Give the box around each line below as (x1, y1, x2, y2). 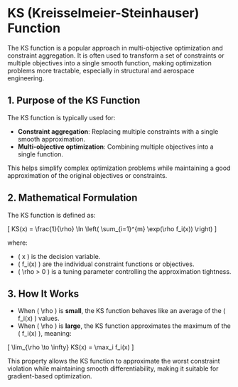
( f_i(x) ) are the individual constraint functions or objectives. (17, 260, 195, 268)
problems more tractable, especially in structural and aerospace (7, 66, 195, 75)
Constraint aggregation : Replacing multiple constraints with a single (17, 127, 219, 136)
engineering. (7, 73, 45, 83)
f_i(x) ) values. (17, 314, 60, 323)
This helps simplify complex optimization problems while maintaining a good (7, 164, 231, 172)
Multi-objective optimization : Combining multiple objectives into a (17, 142, 215, 151)
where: (7, 238, 28, 247)
